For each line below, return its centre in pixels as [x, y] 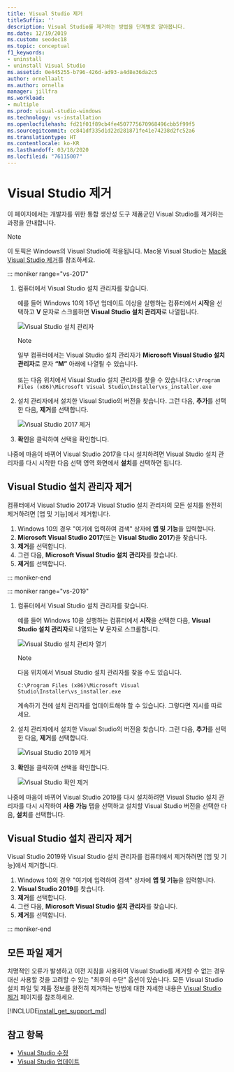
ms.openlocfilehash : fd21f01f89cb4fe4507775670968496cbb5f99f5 [101, 124]
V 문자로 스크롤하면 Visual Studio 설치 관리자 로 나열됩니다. [117, 311]
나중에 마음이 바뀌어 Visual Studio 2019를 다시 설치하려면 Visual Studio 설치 [112, 797]
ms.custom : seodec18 [37, 40]
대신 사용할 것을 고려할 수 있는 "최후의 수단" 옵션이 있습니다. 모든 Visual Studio [115, 980]
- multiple [23, 105]
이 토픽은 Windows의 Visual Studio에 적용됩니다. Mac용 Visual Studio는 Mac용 [117, 251]
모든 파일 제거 [35, 953]
